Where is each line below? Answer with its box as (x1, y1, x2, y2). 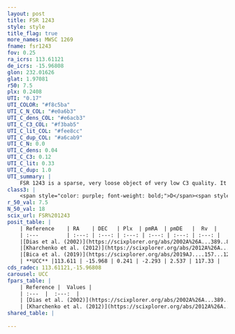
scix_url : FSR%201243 (7, 212, 71, 219)
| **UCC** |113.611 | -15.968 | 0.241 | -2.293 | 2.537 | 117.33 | (20, 258, 220, 265)
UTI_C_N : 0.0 (7, 141, 45, 148)
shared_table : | (7, 309, 55, 317)
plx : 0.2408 (7, 88, 42, 95)
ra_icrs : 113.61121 (7, 56, 64, 63)
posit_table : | (7, 218, 52, 225)
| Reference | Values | (20, 284, 92, 291)
